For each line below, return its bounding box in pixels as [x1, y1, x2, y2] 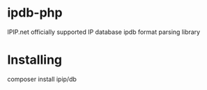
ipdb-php [7, 5, 63, 21]
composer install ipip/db [7, 75, 77, 83]
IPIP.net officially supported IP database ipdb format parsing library [7, 28, 201, 36]
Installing [7, 52, 63, 68]
